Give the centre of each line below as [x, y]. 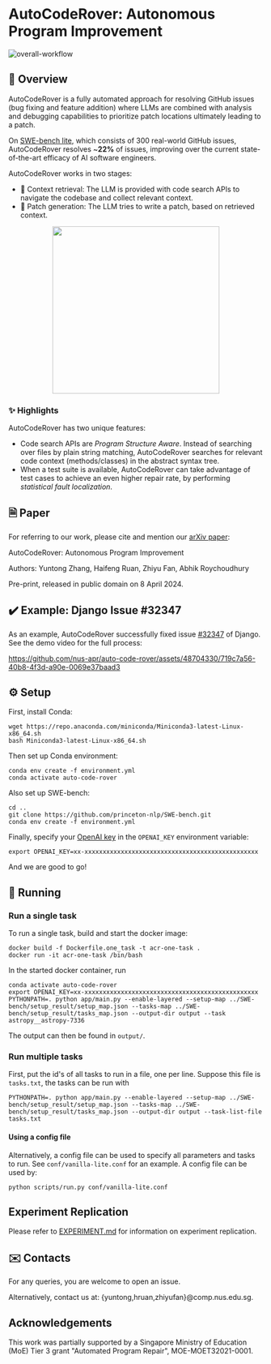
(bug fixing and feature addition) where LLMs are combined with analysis [130, 107]
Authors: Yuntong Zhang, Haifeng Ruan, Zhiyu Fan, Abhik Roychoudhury [129, 568]
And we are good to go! [48, 867]
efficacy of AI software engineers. [100, 157]
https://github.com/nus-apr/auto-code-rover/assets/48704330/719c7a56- [132, 658]
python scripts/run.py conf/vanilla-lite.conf [88, 1187]
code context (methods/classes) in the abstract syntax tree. [120, 461]
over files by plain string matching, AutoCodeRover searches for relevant [141, 453]
